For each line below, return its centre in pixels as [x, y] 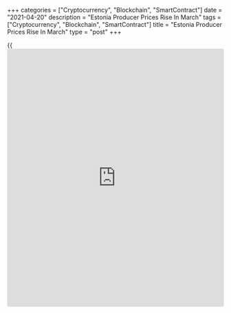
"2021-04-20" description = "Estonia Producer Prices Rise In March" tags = [114, 17]
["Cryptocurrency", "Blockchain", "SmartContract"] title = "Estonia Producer [114, 24]
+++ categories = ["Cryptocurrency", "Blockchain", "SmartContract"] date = [115, 10]
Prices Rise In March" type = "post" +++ [64, 32]
